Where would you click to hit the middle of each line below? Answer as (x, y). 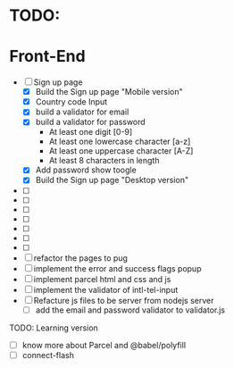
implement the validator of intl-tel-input (106, 289)
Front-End (48, 57)
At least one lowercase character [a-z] (120, 142)
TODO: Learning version (54, 328)
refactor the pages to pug (80, 258)
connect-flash (48, 355)
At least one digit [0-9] (91, 132)
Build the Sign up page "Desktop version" (112, 180)
